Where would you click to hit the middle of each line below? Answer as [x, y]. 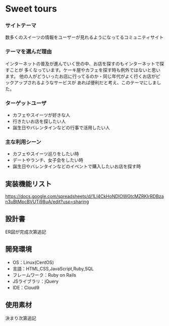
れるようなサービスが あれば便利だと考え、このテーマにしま [94, 82]
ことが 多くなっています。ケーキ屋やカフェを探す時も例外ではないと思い [85, 70]
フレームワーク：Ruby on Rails [44, 275]
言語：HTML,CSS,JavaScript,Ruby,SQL [53, 269]
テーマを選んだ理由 [29, 52]
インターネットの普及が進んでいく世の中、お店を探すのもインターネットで [82, 63]
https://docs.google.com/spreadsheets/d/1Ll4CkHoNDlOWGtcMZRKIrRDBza [84, 197]
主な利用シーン [23, 142]
